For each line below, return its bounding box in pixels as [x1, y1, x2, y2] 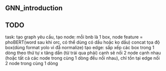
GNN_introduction [5, 4, 63, 12]
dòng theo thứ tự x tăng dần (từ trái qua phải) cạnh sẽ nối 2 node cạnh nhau [5, 50, 161, 56]
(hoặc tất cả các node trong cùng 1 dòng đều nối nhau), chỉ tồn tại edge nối [5, 55, 160, 61]
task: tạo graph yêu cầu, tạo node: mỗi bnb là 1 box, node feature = [5, 34, 143, 40]
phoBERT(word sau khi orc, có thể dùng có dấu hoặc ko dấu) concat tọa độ [5, 39, 161, 45]
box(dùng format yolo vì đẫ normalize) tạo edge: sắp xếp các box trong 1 [5, 45, 155, 51]
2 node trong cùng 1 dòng [5, 61, 58, 67]
